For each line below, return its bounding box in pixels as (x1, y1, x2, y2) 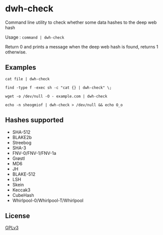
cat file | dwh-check (5, 76, 50, 82)
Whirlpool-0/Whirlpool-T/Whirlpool (12, 197, 84, 203)
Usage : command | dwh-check (5, 34, 64, 40)
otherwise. (5, 49, 27, 55)
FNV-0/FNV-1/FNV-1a (12, 150, 56, 156)
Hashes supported (5, 116, 64, 124)
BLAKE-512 (12, 171, 36, 177)
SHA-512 (12, 129, 31, 135)
